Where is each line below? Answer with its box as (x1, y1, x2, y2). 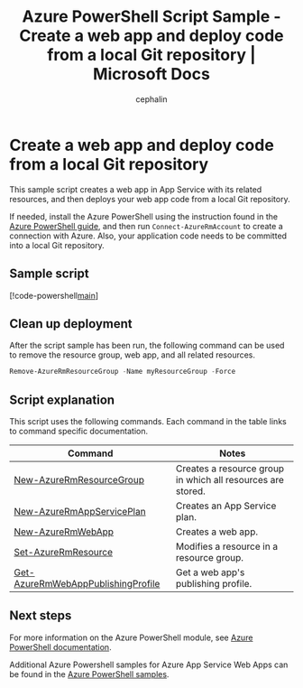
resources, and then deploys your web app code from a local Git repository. (9, 193, 290, 204)
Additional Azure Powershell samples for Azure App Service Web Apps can (9, 659, 289, 670)
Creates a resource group (175, 462, 285, 475)
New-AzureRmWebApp (14, 525, 115, 538)
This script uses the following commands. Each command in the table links (9, 416, 287, 426)
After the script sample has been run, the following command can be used (9, 340, 285, 351)
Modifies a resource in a (175, 540, 278, 553)
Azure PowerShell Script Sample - (22, 6, 281, 27)
